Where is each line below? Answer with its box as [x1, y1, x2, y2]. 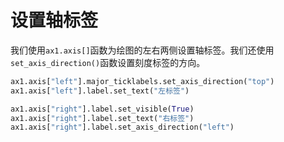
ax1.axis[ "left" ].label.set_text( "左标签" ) [10, 86, 190, 96]
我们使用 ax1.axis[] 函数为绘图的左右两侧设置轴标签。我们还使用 [10, 44, 275, 56]
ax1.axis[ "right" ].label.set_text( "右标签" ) [10, 113, 195, 123]
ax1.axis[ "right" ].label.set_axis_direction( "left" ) [10, 122, 235, 133]
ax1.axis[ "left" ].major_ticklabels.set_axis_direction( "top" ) [10, 76, 275, 86]
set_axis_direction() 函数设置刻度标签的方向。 [10, 56, 206, 68]
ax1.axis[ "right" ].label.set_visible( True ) [10, 104, 195, 114]
